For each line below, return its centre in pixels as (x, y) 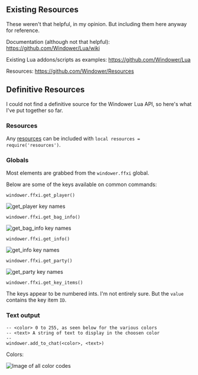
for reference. (23, 30)
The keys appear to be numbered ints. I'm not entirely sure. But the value (95, 294)
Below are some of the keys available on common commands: (82, 185)
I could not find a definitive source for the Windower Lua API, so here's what (99, 104)
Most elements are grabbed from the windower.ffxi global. (78, 173)
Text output (23, 315)
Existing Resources (42, 10)
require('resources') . (33, 145)
